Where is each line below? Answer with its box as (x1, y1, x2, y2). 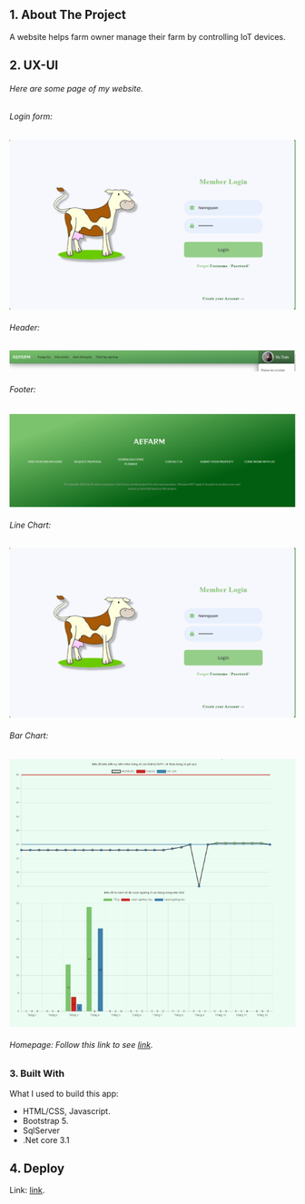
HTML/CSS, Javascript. (22, 1105, 111, 1116)
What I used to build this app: (9, 1088, 120, 1099)
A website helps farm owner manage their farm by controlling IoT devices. (9, 31, 286, 42)
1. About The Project (9, 7, 127, 23)
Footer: (9, 383, 36, 394)
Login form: (9, 111, 53, 122)
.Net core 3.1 (22, 1134, 70, 1145)
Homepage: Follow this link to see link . (9, 1039, 153, 1050)
